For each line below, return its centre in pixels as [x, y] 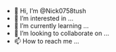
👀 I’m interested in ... [44, 18]
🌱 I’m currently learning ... [51, 26]
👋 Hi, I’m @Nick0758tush [50, 11]
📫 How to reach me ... [46, 41]
